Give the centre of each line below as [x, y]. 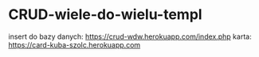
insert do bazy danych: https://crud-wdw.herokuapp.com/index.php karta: [130, 36]
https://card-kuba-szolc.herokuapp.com [75, 44]
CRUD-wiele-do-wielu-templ [105, 15]
